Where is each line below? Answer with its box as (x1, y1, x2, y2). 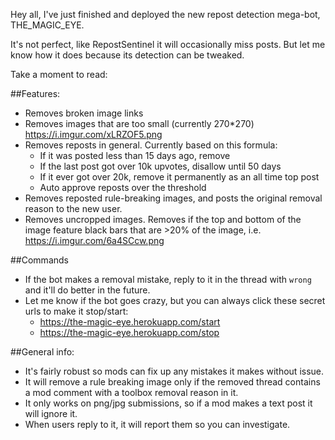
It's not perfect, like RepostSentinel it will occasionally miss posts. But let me (10, 39, 326, 50)
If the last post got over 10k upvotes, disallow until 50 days (39, 160, 282, 172)
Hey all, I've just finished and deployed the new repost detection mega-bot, (10, 9, 321, 20)
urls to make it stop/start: (24, 305, 129, 317)
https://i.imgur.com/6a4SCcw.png (24, 235, 165, 246)
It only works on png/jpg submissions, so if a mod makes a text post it (24, 397, 313, 409)
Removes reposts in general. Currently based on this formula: (24, 139, 278, 151)
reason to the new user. (24, 203, 123, 214)
